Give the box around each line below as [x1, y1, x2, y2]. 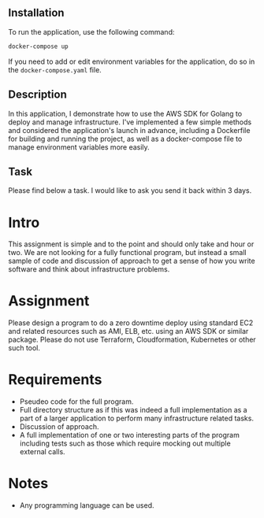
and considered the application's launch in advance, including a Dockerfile [8, 125, 251, 135]
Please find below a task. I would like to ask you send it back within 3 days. [8, 186, 252, 195]
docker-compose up [8, 43, 69, 50]
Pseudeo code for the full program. [19, 397, 134, 406]
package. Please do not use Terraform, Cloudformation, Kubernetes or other [8, 335, 256, 345]
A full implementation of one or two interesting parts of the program [19, 431, 240, 440]
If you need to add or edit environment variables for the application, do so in [8, 57, 255, 66]
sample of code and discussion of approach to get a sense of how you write [8, 256, 255, 266]
